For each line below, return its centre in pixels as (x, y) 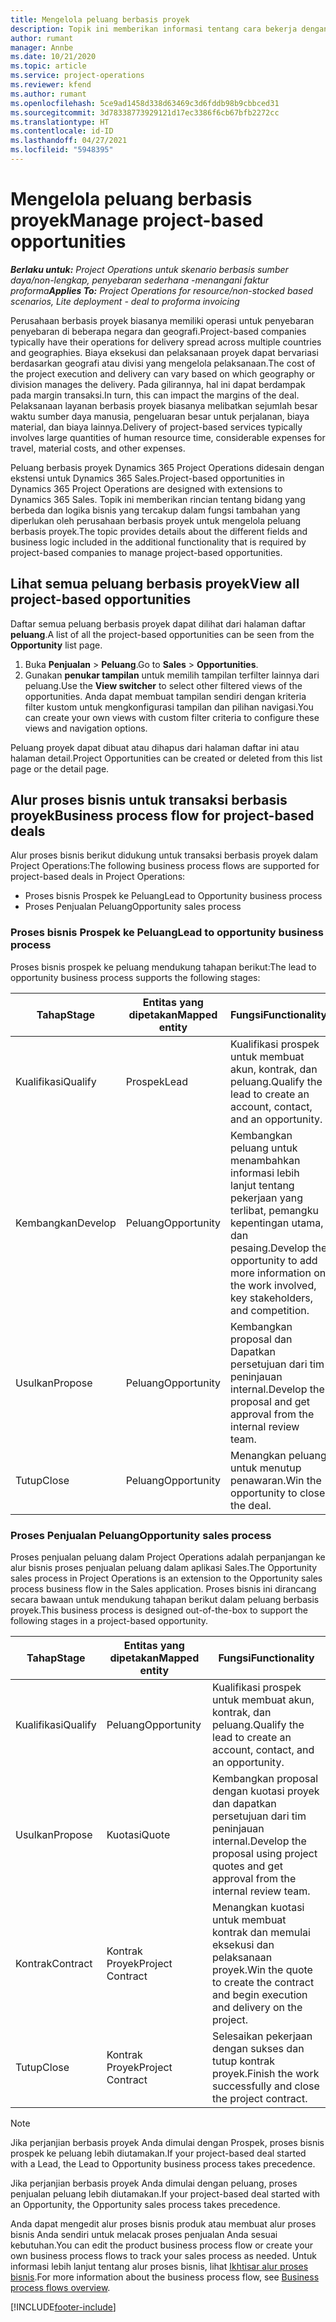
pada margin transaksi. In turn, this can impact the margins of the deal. (155, 395)
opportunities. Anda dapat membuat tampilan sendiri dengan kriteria (165, 696)
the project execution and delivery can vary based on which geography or (163, 373)
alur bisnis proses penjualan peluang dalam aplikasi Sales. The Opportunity (164, 1568)
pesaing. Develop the (279, 1248)
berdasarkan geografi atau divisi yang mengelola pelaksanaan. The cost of (163, 363)
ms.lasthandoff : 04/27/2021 (69, 141)
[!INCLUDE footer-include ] (63, 2307)
